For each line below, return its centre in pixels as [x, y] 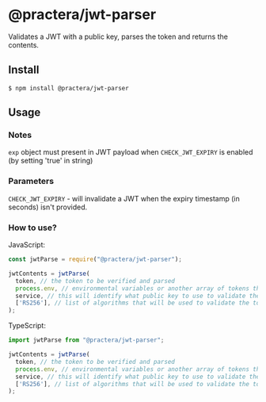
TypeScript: [27, 326]
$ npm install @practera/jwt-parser [68, 88]
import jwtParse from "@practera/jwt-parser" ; [86, 340]
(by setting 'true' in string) [51, 161]
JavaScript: [27, 245]
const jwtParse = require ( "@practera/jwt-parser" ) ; [95, 259]
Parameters [31, 182]
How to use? [32, 228]
